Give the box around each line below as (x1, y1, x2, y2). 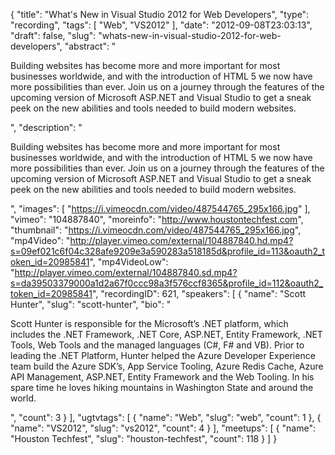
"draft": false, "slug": (10, 30, 97, 41)
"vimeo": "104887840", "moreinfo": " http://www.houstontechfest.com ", (10, 214, 304, 225)
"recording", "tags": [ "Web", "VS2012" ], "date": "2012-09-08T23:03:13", (10, 19, 313, 31)
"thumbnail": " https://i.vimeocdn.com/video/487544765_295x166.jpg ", (10, 224, 302, 236)
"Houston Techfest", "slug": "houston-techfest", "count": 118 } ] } (10, 433, 278, 444)
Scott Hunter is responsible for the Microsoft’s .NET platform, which (10, 318, 289, 329)
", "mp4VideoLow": (89, 256, 169, 268)
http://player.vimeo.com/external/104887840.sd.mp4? (14, 267, 238, 278)
